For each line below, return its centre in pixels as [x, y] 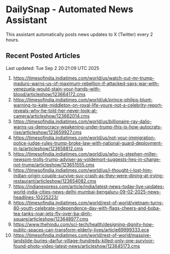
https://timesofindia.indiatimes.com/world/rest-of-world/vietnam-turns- [88, 202]
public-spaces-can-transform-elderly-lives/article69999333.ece [81, 230]
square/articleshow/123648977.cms [51, 219]
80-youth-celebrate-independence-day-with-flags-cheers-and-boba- [87, 208]
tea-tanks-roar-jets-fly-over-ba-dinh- [52, 213]
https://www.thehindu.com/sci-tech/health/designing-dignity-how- [83, 224]
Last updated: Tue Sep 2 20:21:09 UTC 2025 [53, 68]
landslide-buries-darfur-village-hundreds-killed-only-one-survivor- [84, 240]
